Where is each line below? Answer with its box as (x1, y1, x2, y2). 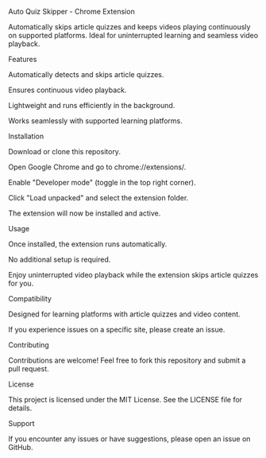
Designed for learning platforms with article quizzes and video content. (8, 309, 241, 319)
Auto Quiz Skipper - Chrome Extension (8, 7, 135, 16)
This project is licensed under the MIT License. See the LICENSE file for (8, 395, 243, 404)
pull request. (8, 364, 49, 373)
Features (8, 55, 37, 64)
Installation (8, 131, 44, 141)
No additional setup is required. (8, 254, 111, 264)
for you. (8, 278, 34, 288)
